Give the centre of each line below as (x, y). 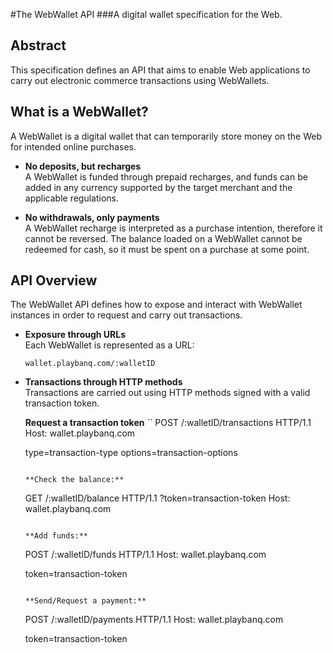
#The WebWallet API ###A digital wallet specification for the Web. (146, 14)
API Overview (54, 280)
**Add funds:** (56, 536)
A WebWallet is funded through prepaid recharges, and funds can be (166, 176)
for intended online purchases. (73, 146)
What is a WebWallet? (79, 112)
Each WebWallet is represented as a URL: (109, 345)
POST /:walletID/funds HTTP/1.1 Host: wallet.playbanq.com (145, 555)
